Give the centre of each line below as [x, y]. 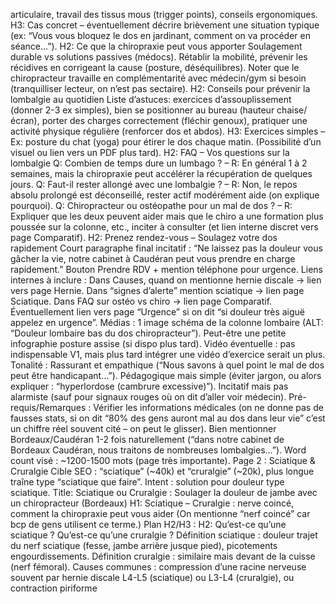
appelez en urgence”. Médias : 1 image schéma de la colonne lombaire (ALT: [167, 322]
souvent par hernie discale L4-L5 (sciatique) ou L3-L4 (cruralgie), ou [152, 577]
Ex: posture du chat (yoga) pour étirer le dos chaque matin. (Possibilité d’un [166, 142]
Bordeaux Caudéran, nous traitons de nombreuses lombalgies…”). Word [158, 450]
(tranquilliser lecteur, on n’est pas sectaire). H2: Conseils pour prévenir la [160, 88]
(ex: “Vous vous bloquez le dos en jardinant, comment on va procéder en [160, 35]
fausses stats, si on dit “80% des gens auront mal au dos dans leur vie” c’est [168, 418]
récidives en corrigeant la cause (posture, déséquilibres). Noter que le [155, 67]
